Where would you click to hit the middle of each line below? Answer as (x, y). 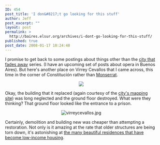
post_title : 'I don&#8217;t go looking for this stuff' (62, 14)
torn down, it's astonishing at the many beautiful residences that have (74, 132)
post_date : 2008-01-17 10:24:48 (37, 45)
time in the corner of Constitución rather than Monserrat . (62, 74)
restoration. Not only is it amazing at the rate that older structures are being (80, 127)
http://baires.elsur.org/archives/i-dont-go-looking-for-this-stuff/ (81, 37)
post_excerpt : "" (22, 23)
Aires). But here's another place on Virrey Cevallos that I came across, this (79, 69)
